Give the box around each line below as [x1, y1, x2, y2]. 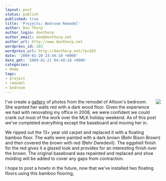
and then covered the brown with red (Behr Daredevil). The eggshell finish [5, 140, 156, 145]
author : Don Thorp [5, 26, 43, 31]
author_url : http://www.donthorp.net [5, 39, 83, 44]
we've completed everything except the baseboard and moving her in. [5, 119, 148, 126]
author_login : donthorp [5, 30, 54, 35]
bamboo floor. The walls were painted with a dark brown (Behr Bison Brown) [5, 134, 161, 141]
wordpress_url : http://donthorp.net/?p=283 [5, 48, 96, 53]
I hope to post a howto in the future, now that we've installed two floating [5, 165, 154, 171]
